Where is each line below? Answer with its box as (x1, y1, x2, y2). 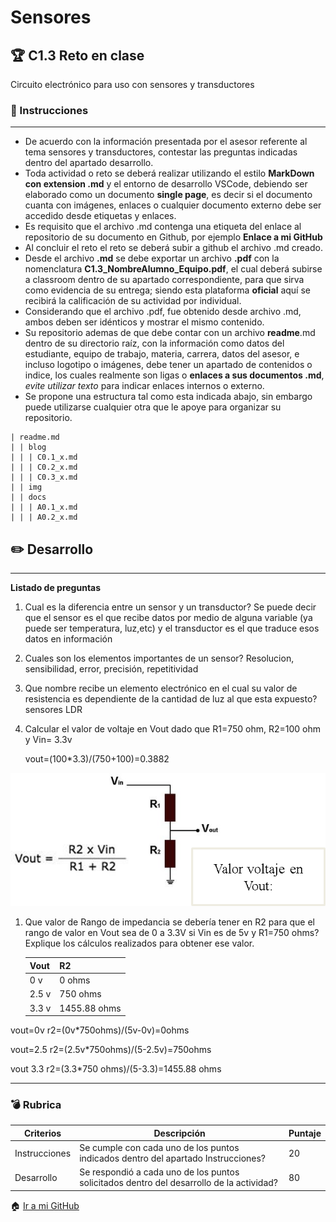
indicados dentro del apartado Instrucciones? (79, 1152, 267, 1165)
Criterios (23, 1127, 62, 1139)
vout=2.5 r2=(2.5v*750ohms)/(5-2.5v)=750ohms (10, 1044, 212, 1056)
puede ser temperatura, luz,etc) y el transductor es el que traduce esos (24, 622, 320, 635)
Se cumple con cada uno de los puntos (79, 1142, 240, 1154)
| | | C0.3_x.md (10, 472, 78, 483)
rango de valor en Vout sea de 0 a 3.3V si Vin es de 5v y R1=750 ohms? (24, 927, 320, 939)
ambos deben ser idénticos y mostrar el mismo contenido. (24, 316, 265, 328)
